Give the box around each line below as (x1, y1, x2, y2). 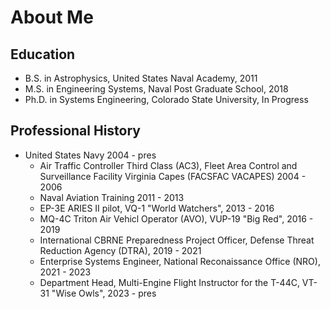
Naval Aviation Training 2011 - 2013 (39, 191, 185, 203)
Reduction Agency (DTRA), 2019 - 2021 (39, 244, 202, 256)
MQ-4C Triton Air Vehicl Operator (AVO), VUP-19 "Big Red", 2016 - (39, 212, 314, 225)
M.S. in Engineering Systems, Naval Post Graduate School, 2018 (24, 83, 289, 95)
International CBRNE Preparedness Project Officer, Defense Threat (39, 234, 315, 246)
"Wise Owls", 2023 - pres (51, 287, 157, 299)
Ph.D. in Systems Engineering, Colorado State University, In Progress (24, 94, 309, 105)
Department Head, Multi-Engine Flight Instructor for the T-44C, (39, 276, 300, 288)
